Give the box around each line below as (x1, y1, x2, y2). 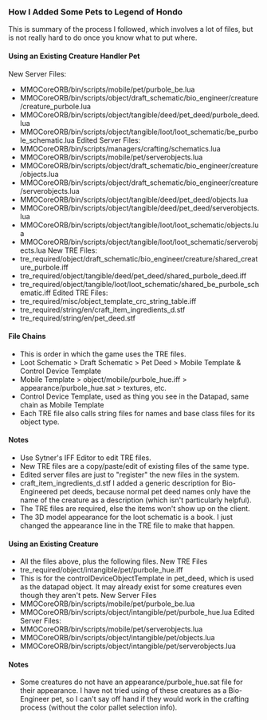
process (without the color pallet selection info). (19, 702, 178, 712)
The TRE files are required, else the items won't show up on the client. (19, 503, 250, 513)
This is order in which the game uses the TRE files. (19, 349, 187, 359)
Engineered (19, 486, 58, 496)
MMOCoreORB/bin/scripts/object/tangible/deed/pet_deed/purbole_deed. (19, 110, 260, 120)
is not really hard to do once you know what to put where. (8, 33, 198, 42)
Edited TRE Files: (53, 288, 108, 297)
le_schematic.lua (19, 135, 76, 145)
